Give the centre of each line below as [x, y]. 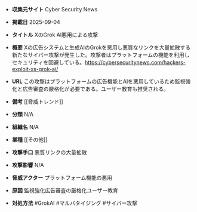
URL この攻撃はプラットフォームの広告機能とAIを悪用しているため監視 [98, 81]
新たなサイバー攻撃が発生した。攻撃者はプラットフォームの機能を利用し [101, 55]
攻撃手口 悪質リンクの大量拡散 [49, 152]
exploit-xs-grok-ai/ [35, 69]
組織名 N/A [25, 127]
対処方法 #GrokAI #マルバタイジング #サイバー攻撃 [74, 203]
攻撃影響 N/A [28, 165]
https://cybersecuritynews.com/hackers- [135, 62]
